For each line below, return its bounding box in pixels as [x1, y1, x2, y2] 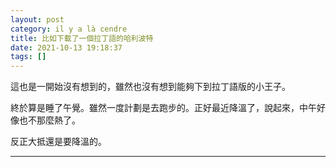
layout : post [10, 14, 65, 25]
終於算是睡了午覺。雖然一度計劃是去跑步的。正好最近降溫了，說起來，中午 [10, 102, 317, 114]
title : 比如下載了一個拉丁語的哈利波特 [10, 33, 154, 43]
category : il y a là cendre [10, 24, 128, 34]
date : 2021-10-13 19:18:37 [10, 42, 123, 53]
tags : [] [10, 52, 47, 62]
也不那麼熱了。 [18, 114, 81, 126]
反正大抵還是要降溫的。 [10, 136, 107, 148]
